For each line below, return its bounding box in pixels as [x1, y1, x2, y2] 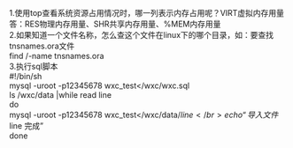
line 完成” [9, 121, 44, 130]
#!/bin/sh [9, 71, 42, 81]
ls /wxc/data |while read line [9, 90, 112, 100]
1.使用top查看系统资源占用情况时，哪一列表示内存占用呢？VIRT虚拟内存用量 [9, 8, 285, 18]
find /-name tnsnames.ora [9, 51, 104, 61]
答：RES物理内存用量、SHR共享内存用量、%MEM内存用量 [9, 18, 221, 29]
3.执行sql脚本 [9, 61, 58, 71]
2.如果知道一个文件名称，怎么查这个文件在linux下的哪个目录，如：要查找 [9, 30, 274, 40]
